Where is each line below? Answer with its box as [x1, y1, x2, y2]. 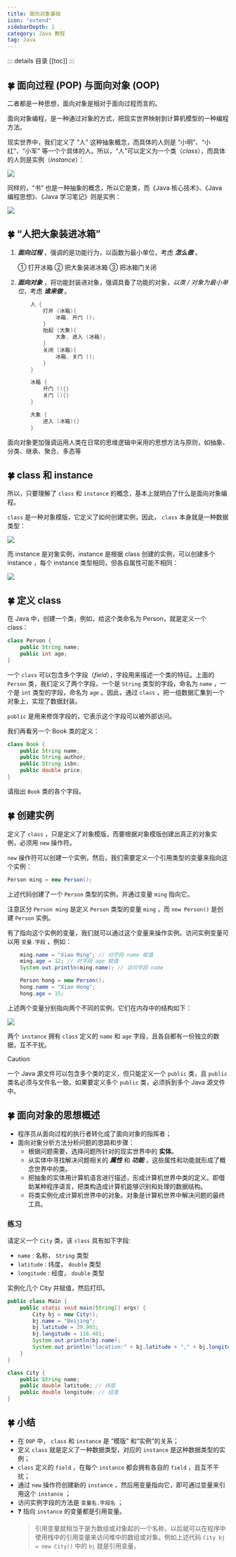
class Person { [7, 637, 52, 644]
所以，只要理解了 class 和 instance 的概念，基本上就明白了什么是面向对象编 [7, 489, 228, 498]
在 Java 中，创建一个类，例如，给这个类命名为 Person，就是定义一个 [7, 615, 207, 623]
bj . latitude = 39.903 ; [32, 1324, 99, 1331]
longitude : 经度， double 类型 [17, 1269, 105, 1277]
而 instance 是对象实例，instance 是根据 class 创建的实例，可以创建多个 [7, 550, 216, 558]
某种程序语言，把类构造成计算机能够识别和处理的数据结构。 [34, 1182, 207, 1191]
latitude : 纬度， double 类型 [17, 1260, 102, 1268]
